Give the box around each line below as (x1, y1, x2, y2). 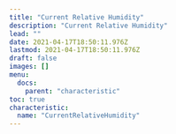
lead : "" (9, 29, 42, 38)
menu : (9, 71, 29, 79)
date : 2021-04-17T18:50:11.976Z (9, 37, 128, 47)
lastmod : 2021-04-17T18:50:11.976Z (9, 46, 141, 55)
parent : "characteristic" (25, 86, 121, 95)
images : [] (9, 63, 50, 71)
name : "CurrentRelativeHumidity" (17, 111, 141, 120)
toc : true (9, 94, 46, 104)
